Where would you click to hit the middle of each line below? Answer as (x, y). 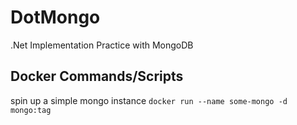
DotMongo (55, 17)
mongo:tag (31, 110)
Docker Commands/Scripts (97, 76)
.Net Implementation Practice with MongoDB (102, 45)
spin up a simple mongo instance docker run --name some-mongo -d (149, 100)
